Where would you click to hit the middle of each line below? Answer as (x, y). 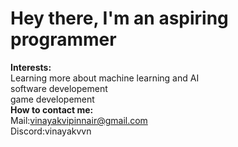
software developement (59, 88)
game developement (52, 99)
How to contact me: (52, 109)
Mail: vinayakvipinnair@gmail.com (79, 120)
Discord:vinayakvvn (51, 131)
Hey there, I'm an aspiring (119, 18)
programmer (63, 39)
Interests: (31, 67)
